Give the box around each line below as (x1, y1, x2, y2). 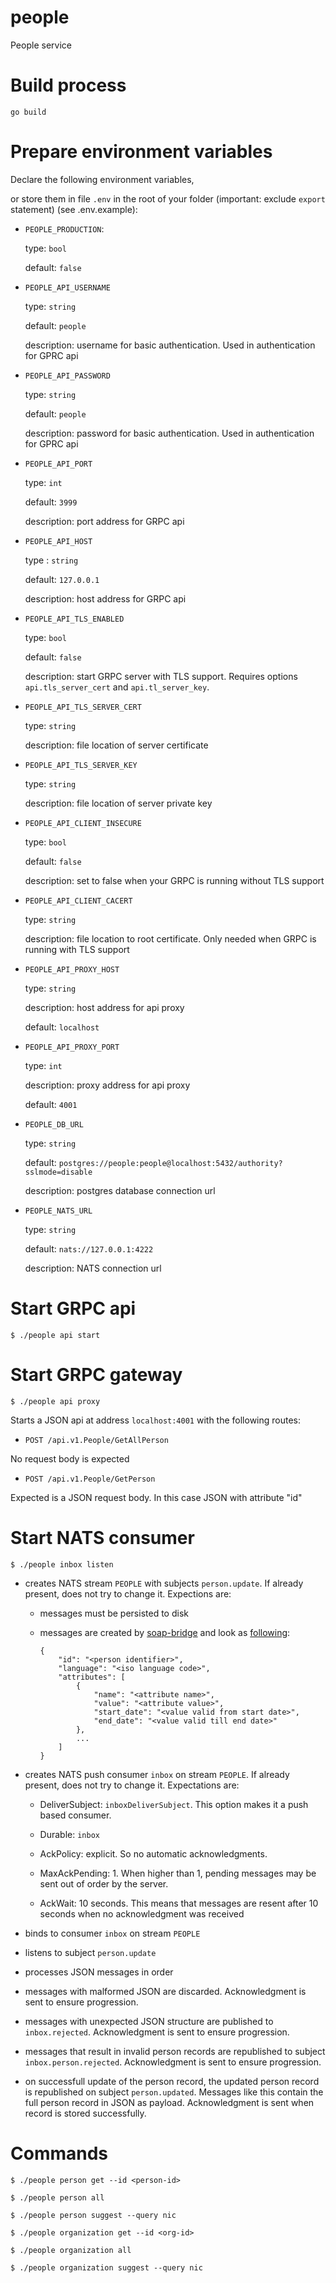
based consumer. (39, 1809, 112, 1821)
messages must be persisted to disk (39, 1607, 189, 1619)
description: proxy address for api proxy (24, 1079, 191, 1091)
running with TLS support (24, 943, 130, 955)
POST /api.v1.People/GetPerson (24, 1474, 156, 1484)
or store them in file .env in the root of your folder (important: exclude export (10, 192, 326, 205)
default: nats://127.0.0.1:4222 (24, 1242, 154, 1255)
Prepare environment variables (10, 141, 273, 163)
